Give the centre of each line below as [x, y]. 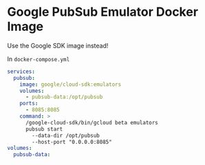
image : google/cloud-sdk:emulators [71, 84]
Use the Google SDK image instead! [58, 45]
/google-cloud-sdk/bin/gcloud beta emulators [91, 122]
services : [21, 71]
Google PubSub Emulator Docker [102, 12]
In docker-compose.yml [39, 58]
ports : [29, 104]
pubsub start [44, 129]
